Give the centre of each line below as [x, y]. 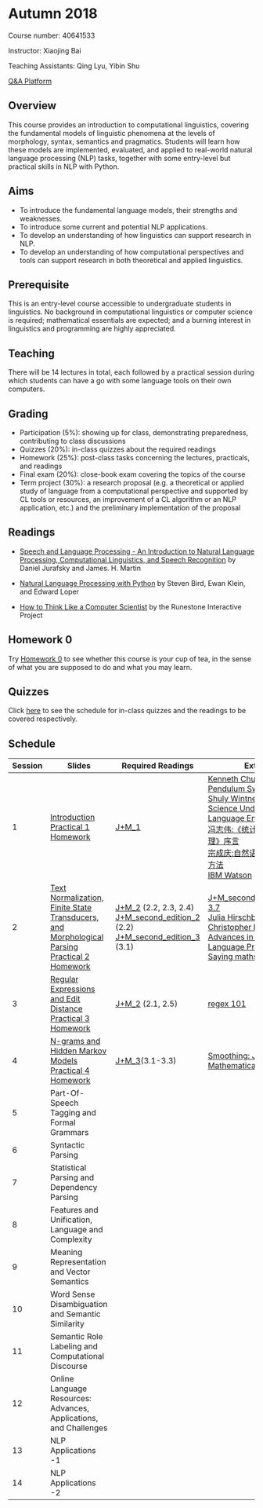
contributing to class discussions [73, 441]
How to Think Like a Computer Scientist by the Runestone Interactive [130, 606]
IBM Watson [230, 875]
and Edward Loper [49, 591]
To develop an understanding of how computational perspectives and [131, 251]
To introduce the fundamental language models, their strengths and [128, 210]
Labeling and [74, 1346]
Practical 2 [70, 957]
